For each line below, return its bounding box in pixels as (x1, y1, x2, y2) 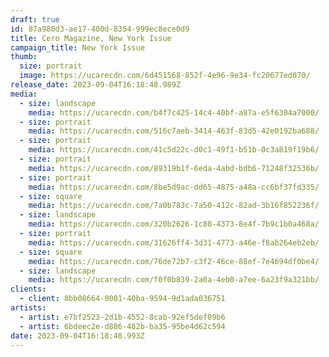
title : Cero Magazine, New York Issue (10, 33, 172, 43)
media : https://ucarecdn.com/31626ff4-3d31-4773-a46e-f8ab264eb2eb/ (28, 237, 320, 248)
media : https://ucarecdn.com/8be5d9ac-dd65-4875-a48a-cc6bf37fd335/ (28, 182, 320, 192)
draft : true (10, 14, 60, 25)
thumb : (10, 52, 38, 62)
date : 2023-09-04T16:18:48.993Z (10, 331, 145, 341)
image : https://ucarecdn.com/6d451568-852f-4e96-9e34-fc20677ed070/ (19, 71, 311, 81)
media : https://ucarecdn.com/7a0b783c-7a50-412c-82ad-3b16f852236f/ (28, 201, 320, 211)
